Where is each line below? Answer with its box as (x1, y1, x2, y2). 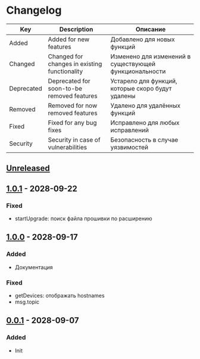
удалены (110, 92, 136, 100)
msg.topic (14, 298, 40, 305)
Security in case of (48, 135, 101, 143)
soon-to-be (48, 84, 82, 92)
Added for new (48, 35, 90, 43)
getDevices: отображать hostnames (14, 292, 105, 299)
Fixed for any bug (48, 118, 97, 127)
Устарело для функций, (110, 77, 177, 85)
